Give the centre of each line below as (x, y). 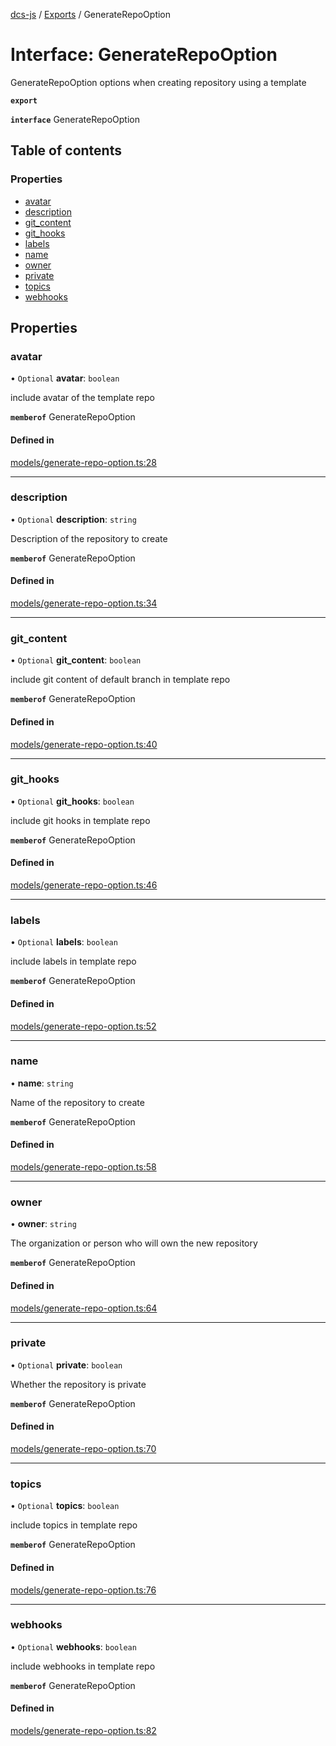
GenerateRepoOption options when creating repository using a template (158, 82)
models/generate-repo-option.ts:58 (83, 1167)
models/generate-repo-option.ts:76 (83, 1590)
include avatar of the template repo (82, 398)
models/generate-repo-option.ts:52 (83, 1026)
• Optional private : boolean (66, 1365)
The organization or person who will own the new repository (134, 1243)
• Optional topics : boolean (65, 1506)
